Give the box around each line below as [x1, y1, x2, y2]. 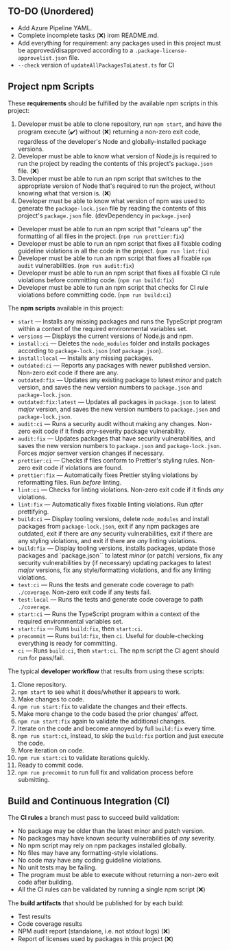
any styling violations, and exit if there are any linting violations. [17, 536, 197, 545]
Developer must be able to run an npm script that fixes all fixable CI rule [17, 268, 221, 277]
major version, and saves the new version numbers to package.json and [17, 405, 221, 413]
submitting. [17, 775, 50, 783]
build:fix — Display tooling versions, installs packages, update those [17, 544, 215, 552]
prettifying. [17, 507, 49, 516]
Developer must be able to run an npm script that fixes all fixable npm [17, 254, 212, 262]
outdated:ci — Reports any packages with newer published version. [17, 361, 211, 369]
